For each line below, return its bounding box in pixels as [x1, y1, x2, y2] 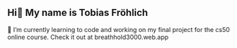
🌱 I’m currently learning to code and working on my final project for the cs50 [7, 25, 230, 33]
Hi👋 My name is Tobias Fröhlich [7, 7, 149, 19]
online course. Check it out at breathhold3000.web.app [7, 33, 169, 41]
